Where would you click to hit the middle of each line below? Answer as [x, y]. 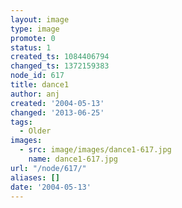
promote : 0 [33, 38]
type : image [35, 29]
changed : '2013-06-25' [57, 112]
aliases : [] [35, 177]
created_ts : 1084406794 [60, 57]
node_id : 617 [37, 76]
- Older [35, 131]
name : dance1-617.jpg [73, 159]
